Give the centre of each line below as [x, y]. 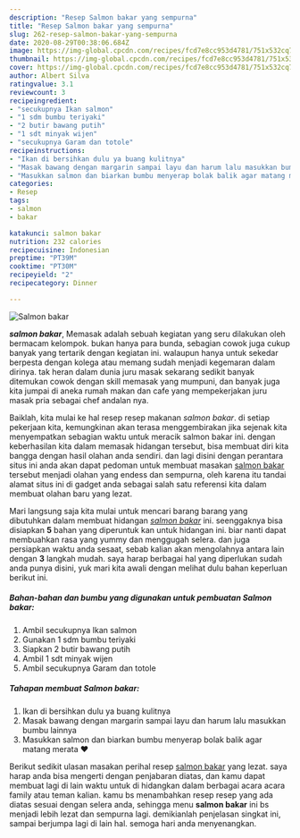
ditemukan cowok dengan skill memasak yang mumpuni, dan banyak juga [145, 381]
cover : [21, 68]
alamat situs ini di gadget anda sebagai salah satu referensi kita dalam [138, 484]
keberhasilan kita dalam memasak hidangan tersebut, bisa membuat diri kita [149, 446]
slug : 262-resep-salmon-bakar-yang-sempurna [93, 34]
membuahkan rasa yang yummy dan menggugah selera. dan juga [129, 539]
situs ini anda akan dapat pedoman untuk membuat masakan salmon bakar [147, 465]
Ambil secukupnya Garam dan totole [89, 668]
